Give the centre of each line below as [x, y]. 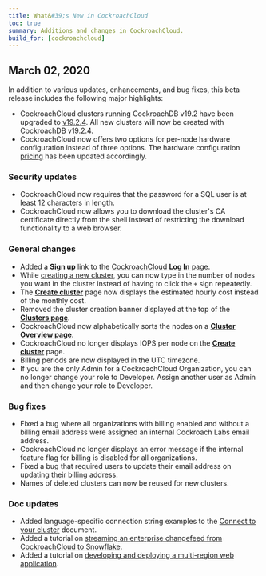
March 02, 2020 [49, 70]
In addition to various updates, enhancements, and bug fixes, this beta [124, 90]
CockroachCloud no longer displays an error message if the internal [131, 449]
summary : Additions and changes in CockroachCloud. [96, 30]
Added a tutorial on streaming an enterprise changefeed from [121, 538]
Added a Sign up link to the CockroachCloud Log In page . [115, 266]
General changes [42, 249]
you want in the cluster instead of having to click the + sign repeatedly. [136, 283]
